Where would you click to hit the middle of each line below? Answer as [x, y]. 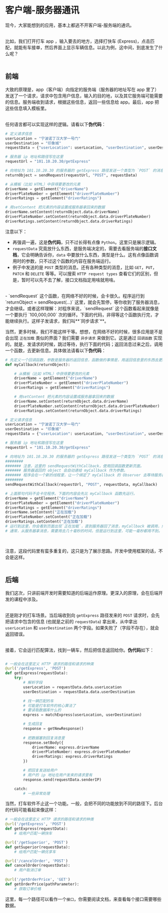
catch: [21, 789]
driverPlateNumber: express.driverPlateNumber [81, 752]
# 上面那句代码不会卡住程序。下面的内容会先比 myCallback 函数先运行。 [71, 493]
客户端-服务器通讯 [42, 10]
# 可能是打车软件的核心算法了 [50, 706]
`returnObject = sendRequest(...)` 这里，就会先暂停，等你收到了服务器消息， [84, 302]
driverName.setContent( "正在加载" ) [41, 512]
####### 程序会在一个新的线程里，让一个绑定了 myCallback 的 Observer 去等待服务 [83, 475]
